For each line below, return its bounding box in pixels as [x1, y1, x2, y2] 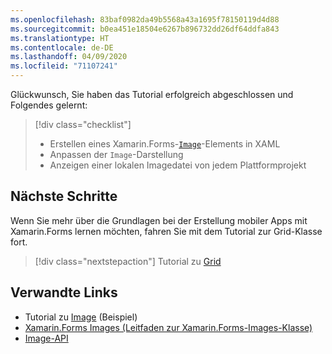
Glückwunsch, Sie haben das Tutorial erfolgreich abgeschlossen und [10, 89, 294, 100]
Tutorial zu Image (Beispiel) [24, 311, 138, 323]
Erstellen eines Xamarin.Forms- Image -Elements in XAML [49, 138, 281, 150]
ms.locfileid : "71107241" [10, 61, 118, 71]
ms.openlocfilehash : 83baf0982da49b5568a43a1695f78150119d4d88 [10, 14, 280, 25]
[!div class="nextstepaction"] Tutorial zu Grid [34, 255, 222, 267]
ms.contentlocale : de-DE [10, 42, 114, 53]
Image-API [24, 332, 69, 344]
